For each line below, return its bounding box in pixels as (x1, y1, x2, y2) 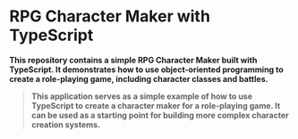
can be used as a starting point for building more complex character (30, 110, 289, 120)
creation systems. (30, 119, 101, 130)
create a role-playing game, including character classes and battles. (9, 73, 268, 84)
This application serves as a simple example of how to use (30, 91, 253, 102)
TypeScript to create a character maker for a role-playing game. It (30, 100, 281, 110)
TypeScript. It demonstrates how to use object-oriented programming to (9, 64, 284, 75)
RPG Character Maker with (9, 6, 210, 27)
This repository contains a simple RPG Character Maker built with (9, 54, 258, 65)
